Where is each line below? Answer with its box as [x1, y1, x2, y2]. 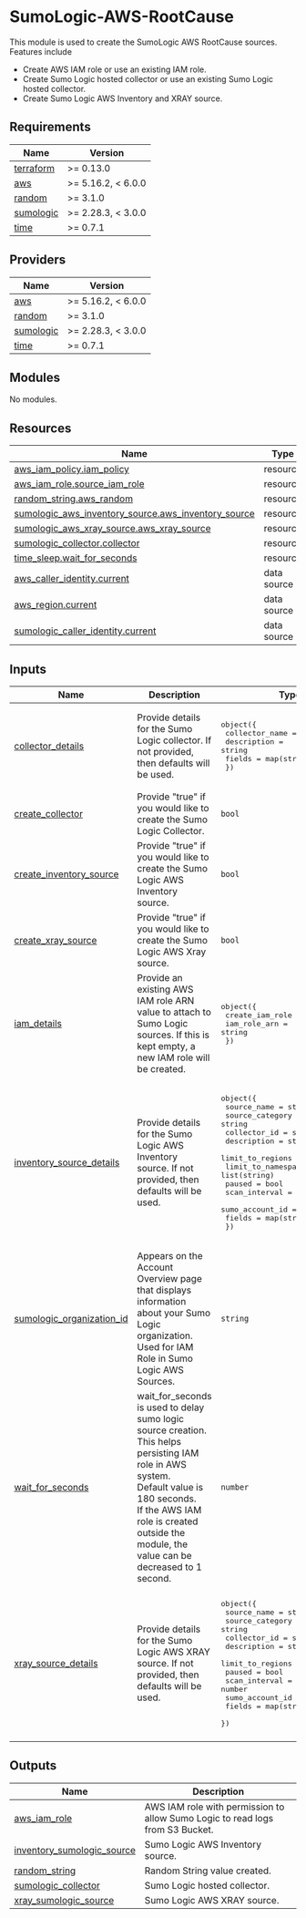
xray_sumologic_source [14, 1893, 115, 1906]
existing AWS [137, 983, 194, 995]
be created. [137, 1063, 187, 1075]
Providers [9, 253, 66, 268]
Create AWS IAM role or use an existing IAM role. [22, 64, 207, 75]
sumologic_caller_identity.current [14, 624, 157, 637]
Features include [9, 46, 73, 57]
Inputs [9, 661, 47, 676]
